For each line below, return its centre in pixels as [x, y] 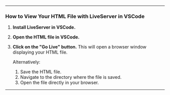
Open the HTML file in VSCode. [46, 37]
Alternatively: [26, 62]
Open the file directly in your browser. [59, 83]
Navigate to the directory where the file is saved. [71, 77]
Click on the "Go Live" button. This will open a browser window [79, 47]
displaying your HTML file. [40, 52]
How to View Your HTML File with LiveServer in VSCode [75, 16]
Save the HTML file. [41, 72]
